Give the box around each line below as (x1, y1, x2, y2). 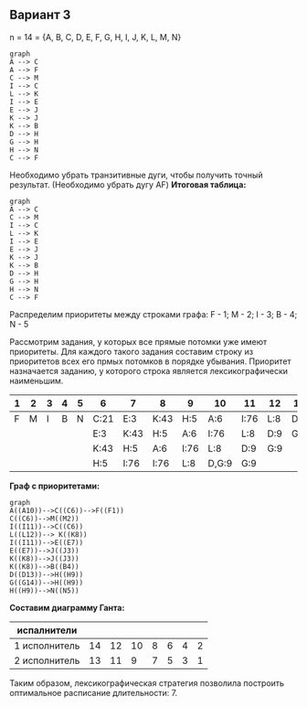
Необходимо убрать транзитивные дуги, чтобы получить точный (9, 169, 263, 180)
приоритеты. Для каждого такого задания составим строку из (9, 346, 254, 357)
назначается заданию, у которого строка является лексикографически (9, 365, 289, 376)
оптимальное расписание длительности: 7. (9, 687, 178, 698)
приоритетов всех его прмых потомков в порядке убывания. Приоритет (9, 356, 291, 367)
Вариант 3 (9, 7, 71, 23)
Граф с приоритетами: (9, 480, 101, 491)
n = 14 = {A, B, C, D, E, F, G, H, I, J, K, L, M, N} (9, 31, 182, 42)
